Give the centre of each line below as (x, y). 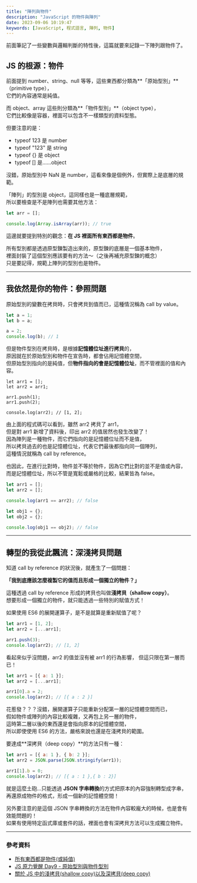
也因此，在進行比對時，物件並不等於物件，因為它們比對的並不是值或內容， (96, 466)
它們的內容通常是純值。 (34, 96)
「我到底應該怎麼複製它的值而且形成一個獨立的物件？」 (73, 580)
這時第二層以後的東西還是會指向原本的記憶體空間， (68, 724)
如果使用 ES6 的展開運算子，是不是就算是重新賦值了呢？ (74, 613)
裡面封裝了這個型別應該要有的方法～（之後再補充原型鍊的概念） (83, 256)
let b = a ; (19, 321)
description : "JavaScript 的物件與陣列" (53, 17)
